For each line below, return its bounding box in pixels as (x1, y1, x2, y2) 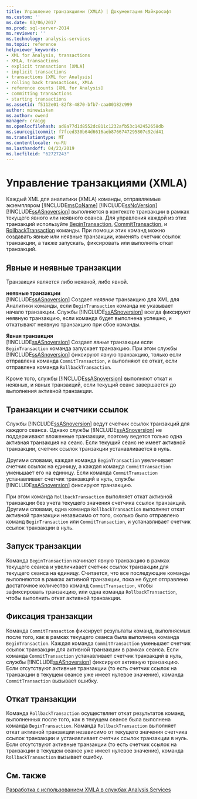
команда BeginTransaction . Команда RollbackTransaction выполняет (6, 722, 176, 730)
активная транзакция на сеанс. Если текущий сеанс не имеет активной (6, 439, 186, 446)
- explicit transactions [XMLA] (6, 63, 85, 69)
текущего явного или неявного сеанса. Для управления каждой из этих (6, 214, 186, 221)
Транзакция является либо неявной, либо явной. (6, 278, 128, 285)
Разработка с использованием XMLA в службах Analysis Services (6, 786, 171, 793)
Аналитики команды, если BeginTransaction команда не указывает (6, 302, 174, 309)
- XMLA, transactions (6, 58, 59, 64)
